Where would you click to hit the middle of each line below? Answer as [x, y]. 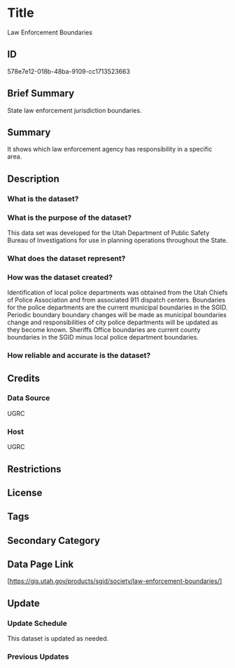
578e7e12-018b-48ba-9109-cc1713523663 [69, 71]
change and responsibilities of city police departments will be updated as [113, 322]
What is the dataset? [43, 199]
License [25, 493]
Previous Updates [38, 657]
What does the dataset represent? [66, 258]
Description [33, 179]
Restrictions [34, 469]
